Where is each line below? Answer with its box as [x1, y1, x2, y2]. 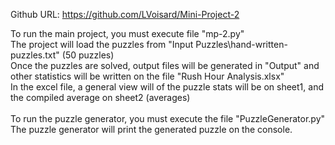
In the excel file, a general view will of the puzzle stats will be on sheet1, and [10, 81, 324, 93]
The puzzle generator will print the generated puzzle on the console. [10, 124, 293, 135]
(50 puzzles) [61, 49, 115, 61]
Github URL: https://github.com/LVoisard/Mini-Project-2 [10, 9, 240, 20]
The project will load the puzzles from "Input [10, 39, 194, 50]
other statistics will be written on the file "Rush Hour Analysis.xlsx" [10, 70, 285, 82]
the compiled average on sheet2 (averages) [10, 92, 191, 103]
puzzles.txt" [10, 49, 60, 61]
